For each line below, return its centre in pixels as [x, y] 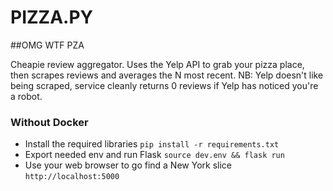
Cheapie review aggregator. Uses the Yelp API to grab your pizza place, [157, 64]
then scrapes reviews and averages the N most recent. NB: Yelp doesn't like [167, 75]
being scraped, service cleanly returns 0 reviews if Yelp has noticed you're [164, 85]
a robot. [26, 96]
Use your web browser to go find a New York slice [128, 165]
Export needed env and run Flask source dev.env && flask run [154, 155]
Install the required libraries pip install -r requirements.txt [152, 144]
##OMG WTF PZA [47, 45]
